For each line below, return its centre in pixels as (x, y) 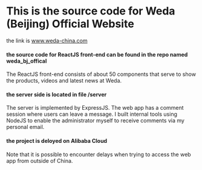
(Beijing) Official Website (70, 24)
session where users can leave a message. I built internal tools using (92, 114)
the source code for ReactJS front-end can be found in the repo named (97, 54)
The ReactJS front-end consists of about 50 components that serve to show (101, 74)
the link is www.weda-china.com (47, 40)
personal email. (25, 127)
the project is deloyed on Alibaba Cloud (57, 140)
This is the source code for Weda (91, 11)
